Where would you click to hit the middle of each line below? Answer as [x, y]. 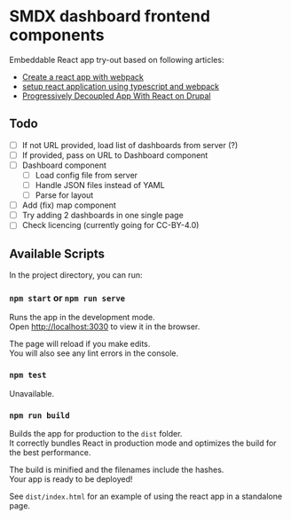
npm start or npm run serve [67, 298]
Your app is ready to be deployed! [71, 479]
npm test [28, 375]
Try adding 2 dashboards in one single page [102, 216]
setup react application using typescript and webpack [121, 86]
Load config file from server [87, 175]
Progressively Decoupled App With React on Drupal [116, 96]
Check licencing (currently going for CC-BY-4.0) [110, 225]
